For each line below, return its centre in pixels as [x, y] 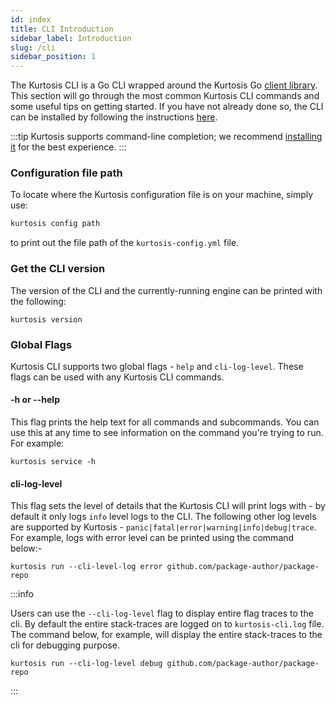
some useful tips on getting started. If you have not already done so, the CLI [167, 107]
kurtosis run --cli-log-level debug [86, 664]
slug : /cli [33, 47]
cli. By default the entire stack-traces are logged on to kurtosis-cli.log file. [167, 624]
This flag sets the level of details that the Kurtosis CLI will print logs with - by [168, 506]
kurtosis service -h [53, 462]
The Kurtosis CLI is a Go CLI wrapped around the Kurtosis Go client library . [164, 85]
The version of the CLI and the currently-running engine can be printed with [166, 290]
